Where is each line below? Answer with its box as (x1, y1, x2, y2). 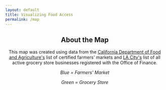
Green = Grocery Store (61, 79, 108, 85)
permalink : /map (5, 17, 39, 22)
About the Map (61, 35, 109, 44)
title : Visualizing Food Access (5, 12, 73, 17)
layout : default (5, 7, 39, 13)
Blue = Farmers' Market (60, 69, 109, 76)
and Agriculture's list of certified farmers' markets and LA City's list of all (9, 54, 160, 61)
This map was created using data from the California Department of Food (9, 49, 161, 55)
